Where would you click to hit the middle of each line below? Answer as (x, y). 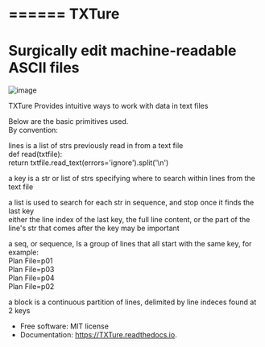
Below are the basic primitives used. (68, 122)
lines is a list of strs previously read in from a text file (96, 146)
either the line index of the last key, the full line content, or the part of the (129, 220)
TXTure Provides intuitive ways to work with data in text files (108, 106)
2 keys (19, 311)
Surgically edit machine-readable (122, 51)
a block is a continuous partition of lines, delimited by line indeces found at (132, 302)
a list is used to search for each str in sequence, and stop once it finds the (131, 203)
